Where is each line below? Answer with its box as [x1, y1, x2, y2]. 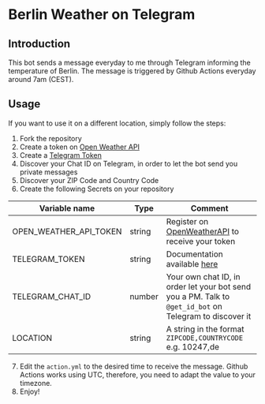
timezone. [19, 378, 53, 387]
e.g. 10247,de [166, 341, 219, 352]
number [129, 290, 159, 301]
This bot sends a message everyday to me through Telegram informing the [8, 58, 251, 67]
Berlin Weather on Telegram [8, 6, 196, 24]
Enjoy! [19, 387, 40, 396]
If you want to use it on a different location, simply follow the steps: [8, 118, 226, 128]
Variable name [39, 203, 95, 214]
